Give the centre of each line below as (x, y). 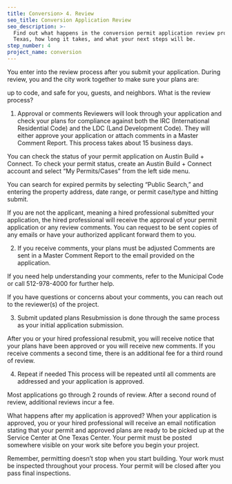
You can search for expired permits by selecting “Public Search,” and (105, 184)
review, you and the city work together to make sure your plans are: (103, 79)
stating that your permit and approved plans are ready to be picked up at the (116, 430)
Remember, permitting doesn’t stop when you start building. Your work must (116, 458)
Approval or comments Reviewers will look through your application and (119, 113)
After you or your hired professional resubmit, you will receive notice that (111, 338)
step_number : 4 (29, 46)
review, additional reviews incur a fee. (61, 402)
